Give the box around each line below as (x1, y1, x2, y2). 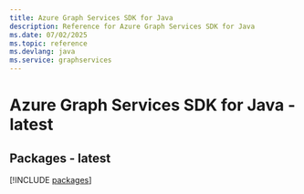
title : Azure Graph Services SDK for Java (9, 13, 173, 23)
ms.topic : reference (9, 38, 89, 48)
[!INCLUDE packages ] (9, 175, 92, 185)
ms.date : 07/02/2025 (9, 30, 89, 39)
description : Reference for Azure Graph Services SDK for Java (9, 22, 256, 31)
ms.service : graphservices (9, 56, 112, 65)
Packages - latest (9, 150, 111, 166)
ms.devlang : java (9, 47, 76, 56)
